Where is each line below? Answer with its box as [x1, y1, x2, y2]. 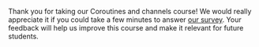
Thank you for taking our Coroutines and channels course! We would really [8, 7, 252, 16]
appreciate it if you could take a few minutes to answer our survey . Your [8, 15, 242, 24]
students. [8, 31, 39, 41]
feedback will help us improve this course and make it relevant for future [8, 23, 244, 32]
